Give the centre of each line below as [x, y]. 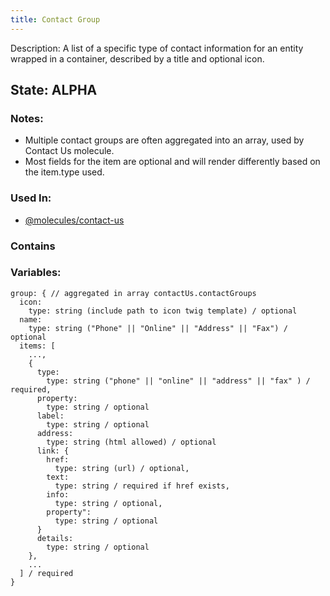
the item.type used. [64, 172]
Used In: [31, 198]
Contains [33, 246]
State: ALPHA [54, 90]
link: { [53, 451]
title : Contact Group [55, 19]
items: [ [37, 346]
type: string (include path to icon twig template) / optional [163, 311]
